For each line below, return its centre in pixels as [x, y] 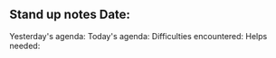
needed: [25, 46]
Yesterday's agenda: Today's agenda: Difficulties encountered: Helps [138, 36]
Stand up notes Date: [70, 15]
